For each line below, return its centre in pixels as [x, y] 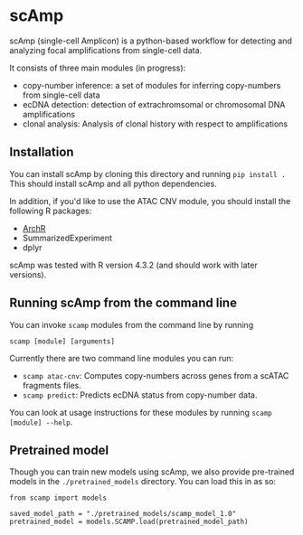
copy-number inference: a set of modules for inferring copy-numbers [151, 85]
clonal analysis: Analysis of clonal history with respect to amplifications [155, 124]
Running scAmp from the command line [123, 303]
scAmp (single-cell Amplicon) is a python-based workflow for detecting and [151, 41]
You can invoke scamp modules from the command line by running [132, 324]
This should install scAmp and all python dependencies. [113, 183]
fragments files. [52, 385]
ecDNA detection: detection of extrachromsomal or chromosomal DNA [154, 104]
